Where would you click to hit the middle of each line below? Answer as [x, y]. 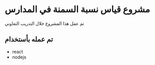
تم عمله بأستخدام [29, 39]
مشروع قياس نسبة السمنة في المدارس [77, 9]
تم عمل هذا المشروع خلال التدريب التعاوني [44, 23]
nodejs [19, 57]
